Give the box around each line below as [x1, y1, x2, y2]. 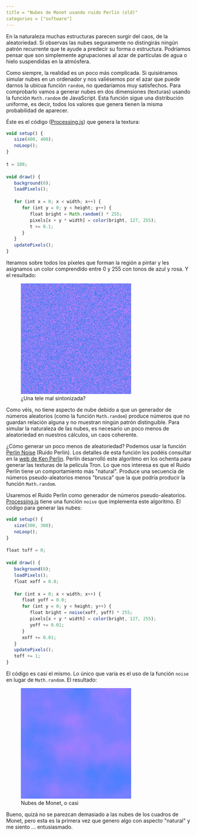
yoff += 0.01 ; [29, 622, 65, 628]
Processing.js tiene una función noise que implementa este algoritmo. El [6, 498, 181, 505]
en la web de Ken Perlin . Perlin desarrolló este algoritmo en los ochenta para [6, 455, 192, 462]
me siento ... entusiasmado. [6, 823, 73, 830]
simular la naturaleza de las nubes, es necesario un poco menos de [6, 425, 169, 432]
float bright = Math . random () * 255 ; [29, 211, 122, 217]
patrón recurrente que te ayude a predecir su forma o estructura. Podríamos [6, 45, 191, 52]
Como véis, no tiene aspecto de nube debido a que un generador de [6, 406, 172, 413]
